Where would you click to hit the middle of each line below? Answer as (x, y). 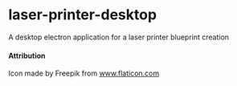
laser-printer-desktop (83, 15)
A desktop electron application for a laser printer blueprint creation (119, 37)
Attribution (27, 55)
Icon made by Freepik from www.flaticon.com (84, 73)
